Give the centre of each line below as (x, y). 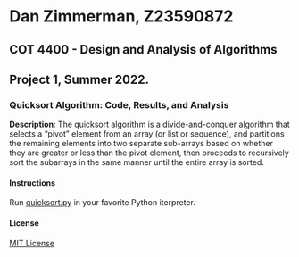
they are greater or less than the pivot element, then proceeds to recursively (149, 153)
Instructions (33, 182)
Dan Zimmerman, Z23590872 (121, 17)
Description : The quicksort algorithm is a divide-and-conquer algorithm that (149, 124)
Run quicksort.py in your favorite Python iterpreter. (103, 203)
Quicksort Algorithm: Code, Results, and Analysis (119, 104)
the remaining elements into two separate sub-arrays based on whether (141, 144)
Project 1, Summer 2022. (79, 79)
